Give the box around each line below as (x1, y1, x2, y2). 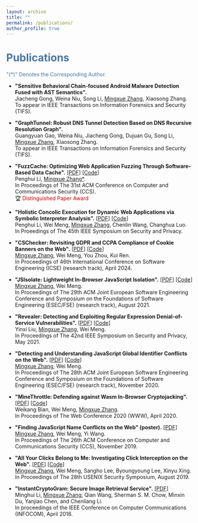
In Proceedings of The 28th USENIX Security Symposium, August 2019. (14, 473, 190, 481)
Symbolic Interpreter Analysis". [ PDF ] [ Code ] (14, 215, 129, 222)
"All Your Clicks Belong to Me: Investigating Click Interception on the (14, 454, 188, 462)
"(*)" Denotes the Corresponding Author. (6, 71, 106, 78)
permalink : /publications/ (6, 20, 73, 26)
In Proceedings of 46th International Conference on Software (14, 258, 165, 266)
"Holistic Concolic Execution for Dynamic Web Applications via (14, 208, 174, 216)
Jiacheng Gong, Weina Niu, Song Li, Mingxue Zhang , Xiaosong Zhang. (14, 95, 187, 102)
